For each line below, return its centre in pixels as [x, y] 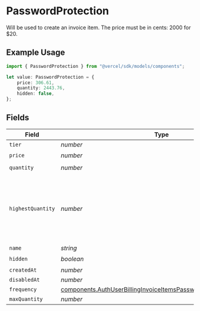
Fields [18, 118]
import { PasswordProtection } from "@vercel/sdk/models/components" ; [96, 66]
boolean [72, 259]
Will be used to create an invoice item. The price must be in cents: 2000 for [99, 27]
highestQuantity [32, 209]
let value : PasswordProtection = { [50, 77]
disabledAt [24, 279]
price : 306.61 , [36, 83]
